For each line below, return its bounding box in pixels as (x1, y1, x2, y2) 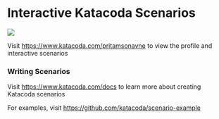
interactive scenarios (7, 49, 68, 57)
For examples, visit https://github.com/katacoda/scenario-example (7, 104, 201, 112)
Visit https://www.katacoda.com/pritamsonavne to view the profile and (7, 41, 213, 50)
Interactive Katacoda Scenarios (7, 5, 196, 21)
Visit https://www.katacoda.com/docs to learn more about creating (7, 82, 201, 91)
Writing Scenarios (7, 66, 70, 76)
